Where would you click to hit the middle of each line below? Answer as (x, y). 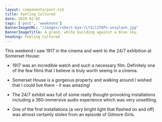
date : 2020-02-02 (23, 19)
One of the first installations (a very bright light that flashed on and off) (83, 109)
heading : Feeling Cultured (32, 37)
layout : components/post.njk (35, 10)
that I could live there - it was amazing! (51, 85)
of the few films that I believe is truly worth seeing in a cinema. (75, 70)
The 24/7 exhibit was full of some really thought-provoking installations (84, 94)
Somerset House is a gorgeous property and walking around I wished (82, 80)
